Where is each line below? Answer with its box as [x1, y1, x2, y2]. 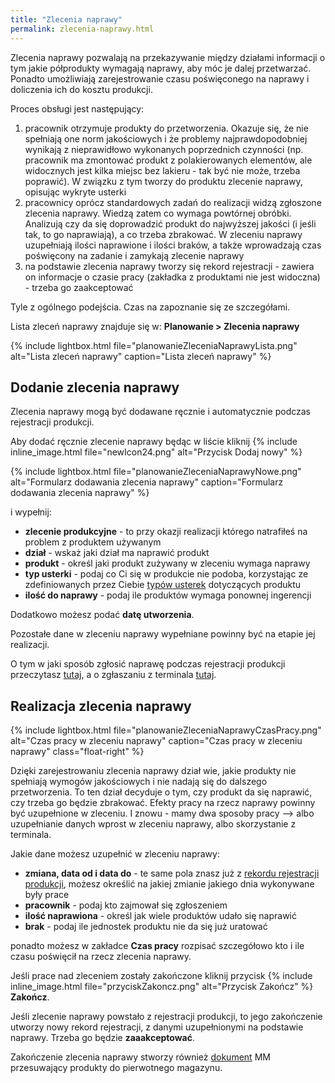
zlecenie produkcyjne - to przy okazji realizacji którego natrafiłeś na [24, 526, 308, 538]
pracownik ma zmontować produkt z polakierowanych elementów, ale [24, 154, 313, 166]
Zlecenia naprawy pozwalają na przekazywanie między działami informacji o [10, 51, 326, 63]
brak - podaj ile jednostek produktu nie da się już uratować [24, 921, 268, 933]
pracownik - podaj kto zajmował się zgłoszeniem [24, 899, 228, 911]
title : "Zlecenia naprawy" [10, 14, 123, 25]
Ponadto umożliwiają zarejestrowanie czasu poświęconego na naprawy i [10, 72, 310, 85]
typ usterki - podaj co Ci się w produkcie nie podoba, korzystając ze [24, 568, 309, 580]
